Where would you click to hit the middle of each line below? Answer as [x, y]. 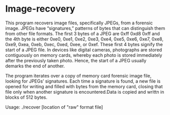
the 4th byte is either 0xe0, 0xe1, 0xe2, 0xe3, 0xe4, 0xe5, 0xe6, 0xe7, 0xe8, [84, 39]
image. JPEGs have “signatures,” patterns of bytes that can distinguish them [85, 28]
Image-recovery [40, 9]
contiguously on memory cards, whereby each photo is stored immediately [84, 55]
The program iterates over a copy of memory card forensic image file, [78, 75]
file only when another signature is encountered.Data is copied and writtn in [85, 92]
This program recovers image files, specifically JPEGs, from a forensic [79, 23]
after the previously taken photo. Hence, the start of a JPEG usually [76, 60]
